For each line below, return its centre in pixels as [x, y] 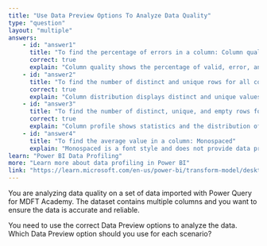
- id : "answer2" [50, 75]
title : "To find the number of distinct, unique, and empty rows [139, 112]
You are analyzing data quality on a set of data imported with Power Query [130, 193]
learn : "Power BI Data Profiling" [66, 156]
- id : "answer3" [50, 104]
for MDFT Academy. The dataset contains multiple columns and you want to [133, 202]
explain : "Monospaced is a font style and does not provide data [139, 148]
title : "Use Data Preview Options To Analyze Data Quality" [110, 15]
